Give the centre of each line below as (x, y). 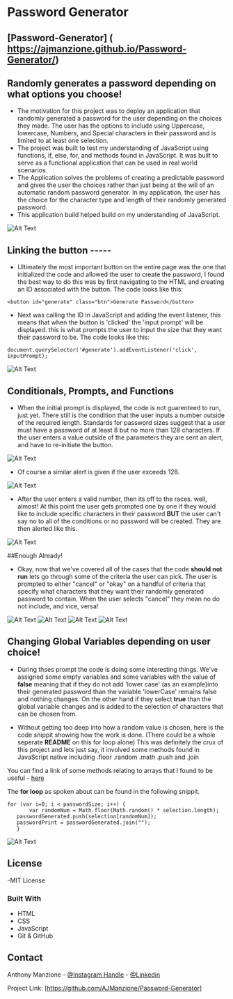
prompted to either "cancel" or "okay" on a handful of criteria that (111, 584)
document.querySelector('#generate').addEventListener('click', (102, 350)
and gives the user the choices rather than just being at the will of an (115, 185)
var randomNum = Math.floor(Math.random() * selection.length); (124, 810)
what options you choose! (65, 94)
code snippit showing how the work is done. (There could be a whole (116, 735)
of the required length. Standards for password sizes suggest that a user (121, 423)
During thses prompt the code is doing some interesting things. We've (117, 669)
